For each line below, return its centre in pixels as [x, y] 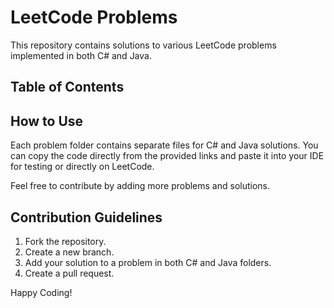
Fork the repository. [65, 241]
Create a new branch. [69, 252]
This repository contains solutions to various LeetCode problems [143, 45]
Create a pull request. [69, 273]
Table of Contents [67, 87]
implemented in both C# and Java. [81, 55]
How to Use [47, 121]
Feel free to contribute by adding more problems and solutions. [140, 186]
